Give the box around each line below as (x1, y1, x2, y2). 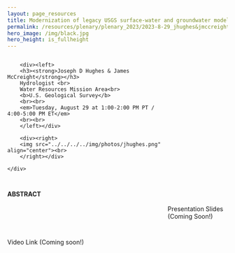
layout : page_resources (7, 10, 77, 17)
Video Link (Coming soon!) (7, 238, 85, 247)
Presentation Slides (167, 205, 224, 213)
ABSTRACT (7, 190, 41, 198)
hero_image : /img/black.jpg (7, 29, 90, 37)
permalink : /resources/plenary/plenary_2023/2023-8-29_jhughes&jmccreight (7, 23, 230, 30)
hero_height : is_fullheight (7, 36, 90, 43)
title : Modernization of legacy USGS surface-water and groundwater (7, 17, 211, 24)
